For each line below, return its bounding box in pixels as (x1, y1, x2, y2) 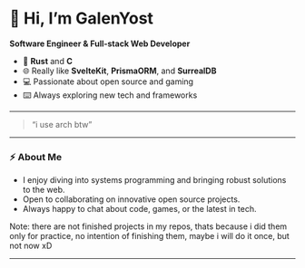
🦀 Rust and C (22, 55, 73, 66)
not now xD (9, 240, 53, 252)
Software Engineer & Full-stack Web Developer (9, 38, 191, 49)
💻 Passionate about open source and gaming (22, 76, 193, 87)
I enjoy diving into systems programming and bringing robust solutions (22, 175, 287, 186)
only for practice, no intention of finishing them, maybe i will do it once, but (9, 231, 290, 242)
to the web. (22, 185, 65, 196)
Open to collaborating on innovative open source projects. (22, 194, 241, 205)
